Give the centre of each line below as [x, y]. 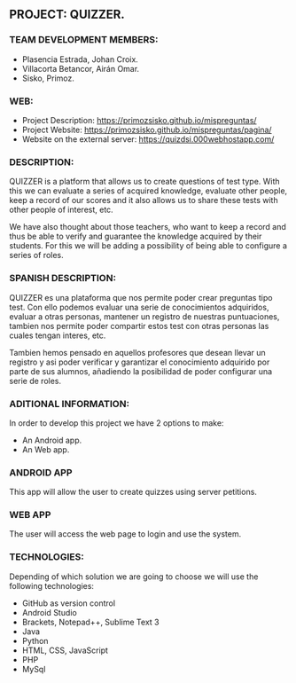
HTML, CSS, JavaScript [65, 650]
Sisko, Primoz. [48, 78]
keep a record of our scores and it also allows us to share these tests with [144, 200]
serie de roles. [35, 381]
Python [35, 640]
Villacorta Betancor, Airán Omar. [81, 68]
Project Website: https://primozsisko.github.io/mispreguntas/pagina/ [147, 130]
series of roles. [36, 255]
